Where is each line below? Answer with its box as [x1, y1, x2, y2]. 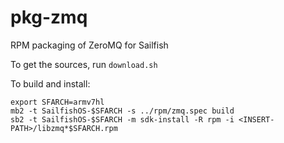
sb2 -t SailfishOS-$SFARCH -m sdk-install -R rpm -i [10, 114, 235, 125]
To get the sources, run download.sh [10, 58, 158, 70]
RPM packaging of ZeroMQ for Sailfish [10, 39, 169, 51]
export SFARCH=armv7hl [10, 97, 105, 107]
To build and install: [10, 77, 91, 90]
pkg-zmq [10, 6, 88, 29]
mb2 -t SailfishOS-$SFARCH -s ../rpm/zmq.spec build [10, 106, 235, 116]
